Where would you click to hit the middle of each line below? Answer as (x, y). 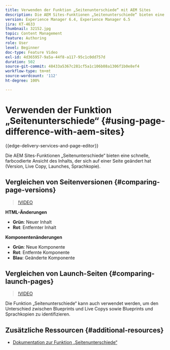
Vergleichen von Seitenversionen (59, 182)
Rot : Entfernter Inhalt (35, 227)
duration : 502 (20, 62)
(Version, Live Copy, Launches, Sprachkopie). (53, 166)
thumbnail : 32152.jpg (28, 29)
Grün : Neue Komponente (39, 247)
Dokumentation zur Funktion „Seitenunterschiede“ (65, 342)
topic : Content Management (34, 33)
